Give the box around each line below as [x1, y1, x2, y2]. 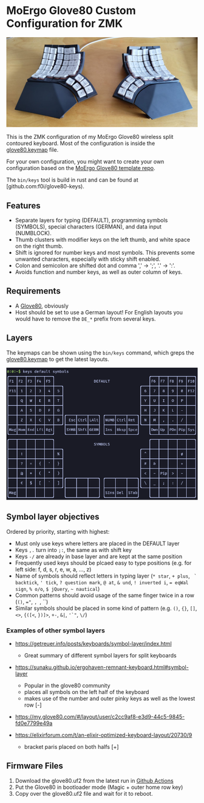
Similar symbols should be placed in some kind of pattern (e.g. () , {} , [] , [15, 604, 197, 612]
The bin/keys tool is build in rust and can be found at [6, 176, 138, 183]
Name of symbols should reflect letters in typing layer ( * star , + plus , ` [15, 572, 197, 579]
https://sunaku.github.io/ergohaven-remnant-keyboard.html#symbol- [15, 663, 189, 671]
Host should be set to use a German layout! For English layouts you [15, 308, 183, 316]
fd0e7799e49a [15, 720, 53, 727]
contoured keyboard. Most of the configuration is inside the [6, 140, 155, 147]
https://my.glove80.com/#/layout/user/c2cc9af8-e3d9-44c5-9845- [15, 713, 185, 720]
